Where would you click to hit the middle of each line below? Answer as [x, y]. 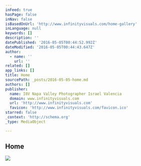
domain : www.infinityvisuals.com [44, 98]
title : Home [17, 75]
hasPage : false [21, 15]
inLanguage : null [23, 29]
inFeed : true [19, 10]
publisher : [16, 89]
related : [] [17, 66]
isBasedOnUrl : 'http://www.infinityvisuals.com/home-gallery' [71, 24]
